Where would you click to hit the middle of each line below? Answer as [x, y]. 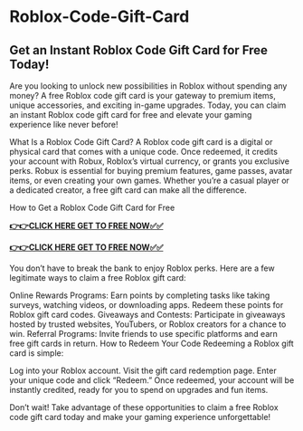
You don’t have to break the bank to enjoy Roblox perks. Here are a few [142, 268]
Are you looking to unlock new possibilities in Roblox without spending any [148, 86]
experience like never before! [64, 125]
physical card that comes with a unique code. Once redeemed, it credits [144, 152]
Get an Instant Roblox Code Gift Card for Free [139, 50]
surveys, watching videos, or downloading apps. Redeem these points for [147, 305]
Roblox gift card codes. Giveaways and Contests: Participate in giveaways [147, 315]
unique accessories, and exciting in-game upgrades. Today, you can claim [148, 105]
